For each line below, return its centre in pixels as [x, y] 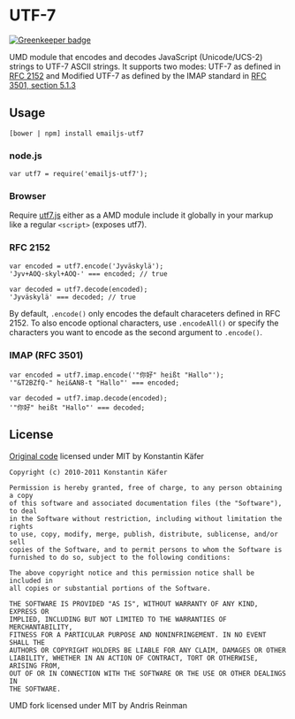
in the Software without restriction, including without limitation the [146, 518]
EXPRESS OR [29, 611]
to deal [23, 511]
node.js [26, 156]
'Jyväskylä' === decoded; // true [73, 297]
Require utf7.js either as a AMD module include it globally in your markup [141, 215]
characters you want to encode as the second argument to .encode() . [136, 332]
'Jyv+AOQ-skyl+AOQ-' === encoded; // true [88, 274]
